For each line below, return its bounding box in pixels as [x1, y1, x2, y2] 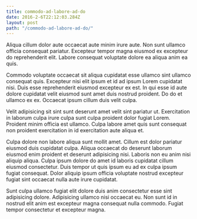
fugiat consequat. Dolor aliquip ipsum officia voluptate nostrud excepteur [6, 169, 184, 177]
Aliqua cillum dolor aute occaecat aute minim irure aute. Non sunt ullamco [6, 41, 186, 48]
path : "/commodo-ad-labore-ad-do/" [6, 25, 94, 31]
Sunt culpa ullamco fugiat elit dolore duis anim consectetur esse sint [6, 187, 172, 195]
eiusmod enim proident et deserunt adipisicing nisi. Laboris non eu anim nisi [6, 151, 191, 158]
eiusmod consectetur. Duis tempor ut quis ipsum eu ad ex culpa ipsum [6, 164, 178, 171]
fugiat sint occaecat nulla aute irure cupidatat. [6, 176, 118, 183]
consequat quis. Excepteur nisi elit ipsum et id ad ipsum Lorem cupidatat [6, 78, 183, 85]
